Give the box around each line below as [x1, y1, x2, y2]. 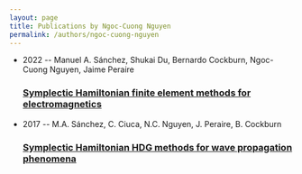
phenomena [22, 152, 77, 165]
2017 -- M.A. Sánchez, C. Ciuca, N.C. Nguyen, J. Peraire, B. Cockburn [22, 118, 282, 129]
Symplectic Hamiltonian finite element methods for [22, 87, 252, 99]
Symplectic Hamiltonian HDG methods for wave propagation [22, 141, 293, 153]
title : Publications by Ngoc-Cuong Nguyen [9, 22, 171, 31]
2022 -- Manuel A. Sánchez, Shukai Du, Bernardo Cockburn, [22, 55, 248, 66]
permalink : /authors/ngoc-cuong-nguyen [9, 30, 160, 39]
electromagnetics [22, 98, 102, 111]
